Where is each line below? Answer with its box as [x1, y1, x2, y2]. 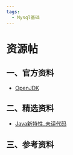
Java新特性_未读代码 [14, 120, 67, 127]
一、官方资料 [6, 68, 54, 78]
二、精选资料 [6, 103, 54, 113]
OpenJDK [14, 84, 40, 91]
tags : [6, 8, 20, 15]
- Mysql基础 [11, 14, 40, 20]
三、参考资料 [6, 139, 54, 150]
